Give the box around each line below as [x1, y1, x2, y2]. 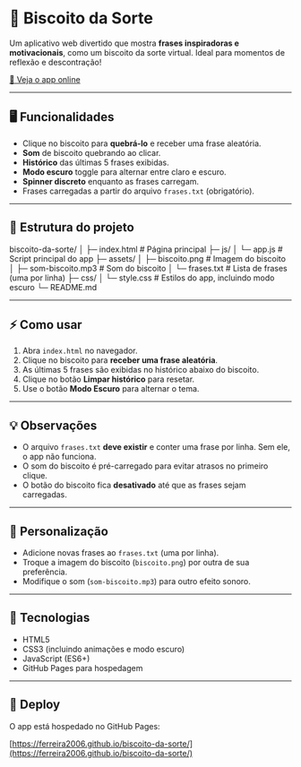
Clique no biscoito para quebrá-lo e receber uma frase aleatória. [21, 138, 262, 149]
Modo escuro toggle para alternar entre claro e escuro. [21, 166, 227, 177]
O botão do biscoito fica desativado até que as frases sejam [21, 479, 246, 491]
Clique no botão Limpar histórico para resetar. [21, 374, 195, 384]
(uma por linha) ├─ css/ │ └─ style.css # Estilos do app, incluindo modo [9, 272, 275, 283]
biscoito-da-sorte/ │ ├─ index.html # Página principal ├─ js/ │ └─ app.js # [9, 244, 284, 254]
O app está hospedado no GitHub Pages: [9, 720, 160, 731]
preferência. [21, 566, 68, 577]
